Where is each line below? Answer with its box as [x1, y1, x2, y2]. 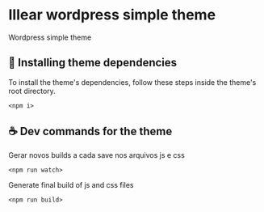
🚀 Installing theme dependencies [8, 56, 178, 70]
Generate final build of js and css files [8, 180, 134, 189]
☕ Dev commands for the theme [8, 125, 173, 138]
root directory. [8, 86, 57, 95]
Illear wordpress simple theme [8, 6, 216, 24]
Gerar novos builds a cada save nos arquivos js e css [8, 150, 186, 159]
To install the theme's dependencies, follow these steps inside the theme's [8, 77, 257, 87]
